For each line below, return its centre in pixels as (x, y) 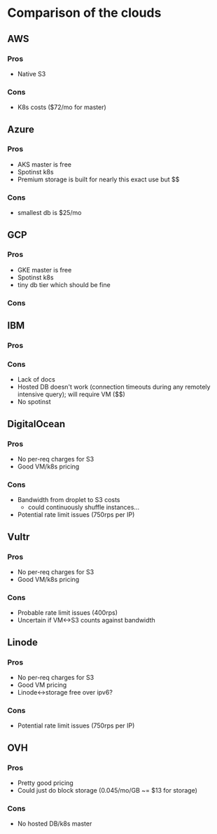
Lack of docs (36, 380)
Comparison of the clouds (84, 13)
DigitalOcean (36, 424)
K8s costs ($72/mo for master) (62, 107)
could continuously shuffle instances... (84, 507)
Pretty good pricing (45, 783)
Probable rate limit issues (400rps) (67, 613)
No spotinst (34, 402)
